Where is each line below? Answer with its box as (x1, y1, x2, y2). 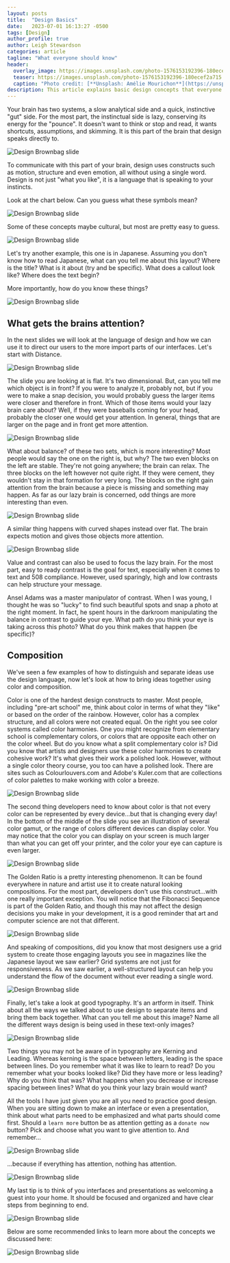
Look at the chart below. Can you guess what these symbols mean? (7, 196, 198, 204)
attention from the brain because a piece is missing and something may (7, 483, 209, 491)
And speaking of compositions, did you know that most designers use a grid (7, 943, 222, 951)
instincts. (7, 183, 33, 191)
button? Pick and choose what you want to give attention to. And (7, 1125, 190, 1134)
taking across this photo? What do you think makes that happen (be (7, 622, 198, 630)
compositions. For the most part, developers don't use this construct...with (7, 887, 218, 895)
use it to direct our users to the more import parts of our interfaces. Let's (7, 343, 212, 351)
